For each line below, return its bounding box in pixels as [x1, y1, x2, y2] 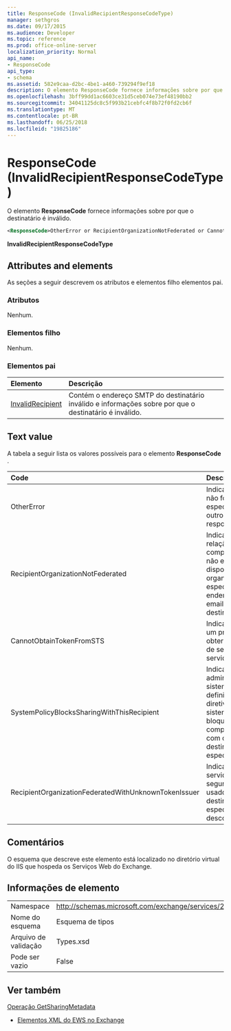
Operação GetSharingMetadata [7, 1003, 96, 1011]
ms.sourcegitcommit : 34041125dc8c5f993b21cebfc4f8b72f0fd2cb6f [7, 100, 192, 107]
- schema [7, 74, 32, 81]
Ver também [7, 984, 61, 996]
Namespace [10, 902, 50, 911]
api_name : [7, 55, 36, 62]
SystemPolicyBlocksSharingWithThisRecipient [10, 707, 159, 716]
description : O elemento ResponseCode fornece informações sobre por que [7, 87, 223, 94]
